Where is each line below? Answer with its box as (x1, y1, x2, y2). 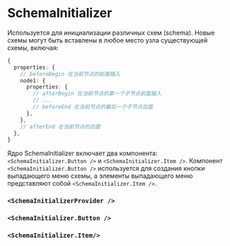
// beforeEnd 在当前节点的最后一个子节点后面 (33, 104, 154, 111)
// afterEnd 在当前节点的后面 (20, 123, 100, 130)
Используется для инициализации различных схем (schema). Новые (7, 28, 215, 37)
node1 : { (20, 77, 46, 84)
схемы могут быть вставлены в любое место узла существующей (7, 35, 208, 44)
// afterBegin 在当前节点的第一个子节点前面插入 (33, 90, 161, 97)
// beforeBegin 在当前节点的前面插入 (20, 70, 120, 77)
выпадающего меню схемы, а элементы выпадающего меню (7, 172, 193, 180)
